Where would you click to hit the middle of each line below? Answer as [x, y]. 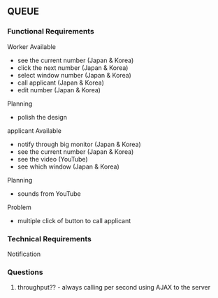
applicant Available [34, 130]
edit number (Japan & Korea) [59, 90]
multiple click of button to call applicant [74, 220]
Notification [24, 254]
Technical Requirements [50, 239]
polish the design [42, 117]
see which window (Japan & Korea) [68, 166]
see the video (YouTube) [53, 159]
